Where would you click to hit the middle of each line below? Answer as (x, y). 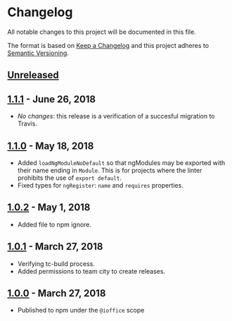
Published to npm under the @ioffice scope (81, 310)
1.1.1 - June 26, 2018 (52, 99)
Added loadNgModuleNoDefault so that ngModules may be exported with (121, 162)
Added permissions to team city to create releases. (91, 271)
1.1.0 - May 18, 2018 (51, 146)
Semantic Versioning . (38, 53)
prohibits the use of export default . (69, 178)
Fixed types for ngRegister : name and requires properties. (101, 185)
